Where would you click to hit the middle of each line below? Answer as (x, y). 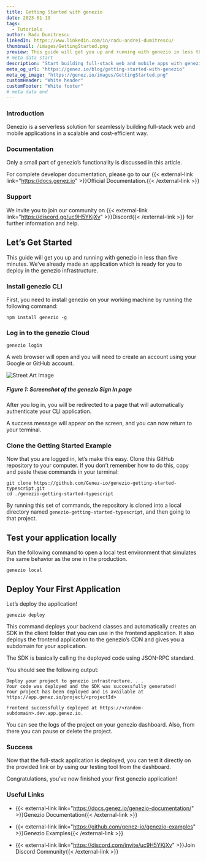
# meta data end (27, 92)
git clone (19, 483)
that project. (22, 519)
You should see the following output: (53, 670)
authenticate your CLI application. (49, 411)
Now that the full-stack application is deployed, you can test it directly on (99, 760)
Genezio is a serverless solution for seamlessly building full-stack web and (101, 127)
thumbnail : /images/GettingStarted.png (57, 47)
